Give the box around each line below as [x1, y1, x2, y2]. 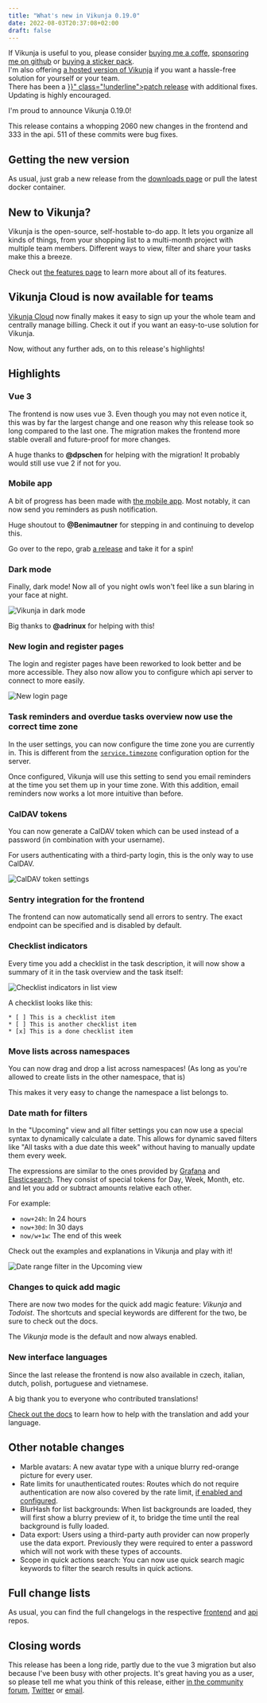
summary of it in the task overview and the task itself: [8, 967, 184, 976]
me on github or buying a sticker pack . [8, 57, 135, 66]
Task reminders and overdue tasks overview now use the [8, 711, 233, 723]
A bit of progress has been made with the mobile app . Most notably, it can [8, 496, 250, 505]
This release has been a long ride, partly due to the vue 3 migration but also [8, 1660, 257, 1670]
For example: [8, 1198, 52, 1208]
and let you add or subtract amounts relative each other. [8, 1183, 192, 1193]
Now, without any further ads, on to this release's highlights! [8, 344, 205, 353]
